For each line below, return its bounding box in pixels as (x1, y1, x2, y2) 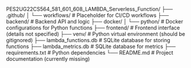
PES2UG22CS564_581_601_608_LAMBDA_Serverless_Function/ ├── (6, 6, 173, 12)
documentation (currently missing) (6, 56, 90, 62)
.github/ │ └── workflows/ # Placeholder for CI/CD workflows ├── (6, 12, 169, 19)
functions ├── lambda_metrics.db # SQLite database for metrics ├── (6, 43, 176, 50)
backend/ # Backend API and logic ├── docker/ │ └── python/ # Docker (6, 18, 184, 25)
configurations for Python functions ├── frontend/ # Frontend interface (6, 24, 180, 31)
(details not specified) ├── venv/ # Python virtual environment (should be (6, 30, 186, 38)
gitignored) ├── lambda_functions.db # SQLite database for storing (6, 37, 171, 43)
